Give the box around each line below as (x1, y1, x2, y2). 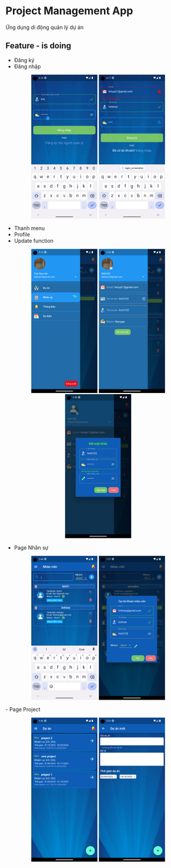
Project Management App (5, 4, 133, 18)
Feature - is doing (5, 41, 72, 51)
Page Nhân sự (14, 544, 49, 551)
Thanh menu (14, 225, 45, 232)
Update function (14, 237, 54, 244)
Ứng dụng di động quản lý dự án (5, 24, 83, 31)
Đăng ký (14, 56, 35, 63)
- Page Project (5, 706, 41, 713)
